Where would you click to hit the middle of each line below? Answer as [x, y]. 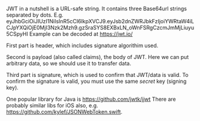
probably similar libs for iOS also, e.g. [52, 106]
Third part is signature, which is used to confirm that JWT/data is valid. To [97, 75]
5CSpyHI [17, 34]
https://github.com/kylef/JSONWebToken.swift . [64, 112]
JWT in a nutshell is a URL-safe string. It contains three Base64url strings [97, 9]
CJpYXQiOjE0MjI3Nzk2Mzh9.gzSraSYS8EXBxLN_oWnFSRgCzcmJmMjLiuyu [100, 27]
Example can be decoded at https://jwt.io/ [81, 34]
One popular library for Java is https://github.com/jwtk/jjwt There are [91, 99]
